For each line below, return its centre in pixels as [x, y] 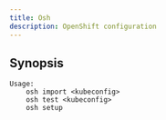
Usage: [22, 84]
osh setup [45, 108]
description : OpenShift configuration [83, 26]
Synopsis [36, 63]
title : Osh [30, 18]
